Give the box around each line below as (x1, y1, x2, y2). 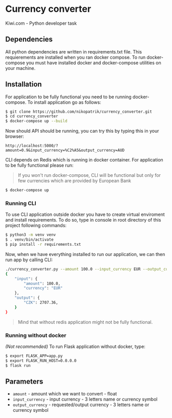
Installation (5, 80, 42, 89)
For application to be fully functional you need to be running (5, 94, 132, 100)
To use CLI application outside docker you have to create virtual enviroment (5, 211, 165, 217)
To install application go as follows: (27, 99, 101, 105)
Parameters (5, 377, 44, 386)
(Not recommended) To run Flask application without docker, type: (5, 343, 146, 350)
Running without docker (5, 332, 67, 339)
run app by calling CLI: (5, 257, 53, 263)
